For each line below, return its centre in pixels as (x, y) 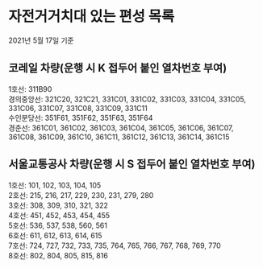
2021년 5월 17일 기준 (41, 40)
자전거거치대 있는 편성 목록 (92, 16)
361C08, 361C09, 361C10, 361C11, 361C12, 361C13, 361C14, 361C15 (119, 137)
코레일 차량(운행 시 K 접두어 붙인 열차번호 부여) (118, 68)
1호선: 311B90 (30, 89)
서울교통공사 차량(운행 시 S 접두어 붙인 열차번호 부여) (132, 165)
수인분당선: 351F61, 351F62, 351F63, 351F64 (81, 118)
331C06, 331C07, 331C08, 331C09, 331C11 (78, 108)
